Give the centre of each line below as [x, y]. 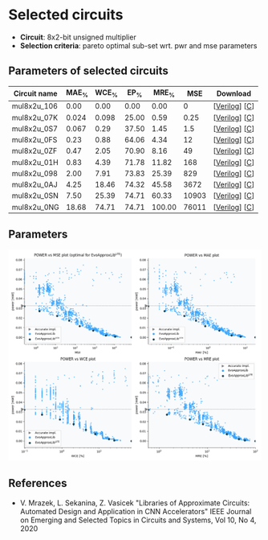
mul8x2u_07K [35, 117]
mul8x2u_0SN [35, 196]
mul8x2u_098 [35, 173]
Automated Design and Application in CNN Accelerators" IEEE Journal [136, 511]
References [38, 483]
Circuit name [35, 93]
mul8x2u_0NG [35, 207]
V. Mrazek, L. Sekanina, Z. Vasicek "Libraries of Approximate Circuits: [135, 503]
